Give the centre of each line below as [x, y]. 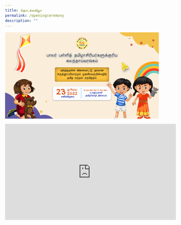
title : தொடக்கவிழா [24, 10]
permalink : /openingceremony [35, 15]
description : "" [21, 20]
